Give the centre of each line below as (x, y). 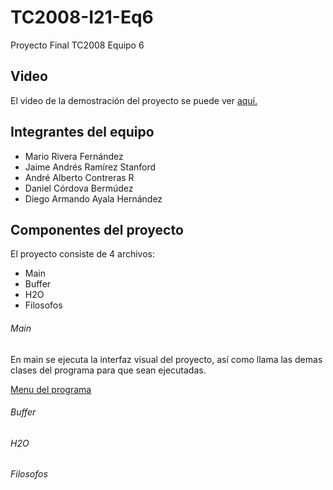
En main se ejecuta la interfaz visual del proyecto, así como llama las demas (166, 359)
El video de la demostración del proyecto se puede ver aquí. (134, 100)
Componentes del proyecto (97, 229)
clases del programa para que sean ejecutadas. (108, 370)
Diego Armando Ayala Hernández (93, 198)
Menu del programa (51, 389)
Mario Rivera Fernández (74, 156)
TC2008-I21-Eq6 (82, 17)
